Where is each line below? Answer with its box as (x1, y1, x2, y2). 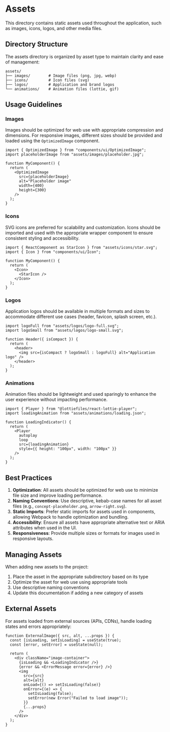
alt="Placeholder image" (18, 179, 72, 184)
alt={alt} (23, 678, 44, 683)
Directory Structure (5, 40, 69, 49)
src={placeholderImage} (18, 174, 70, 179)
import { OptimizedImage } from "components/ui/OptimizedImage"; (5, 148, 146, 153)
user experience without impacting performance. (5, 397, 108, 403)
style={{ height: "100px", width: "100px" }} (18, 447, 117, 452)
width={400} (18, 183, 44, 188)
